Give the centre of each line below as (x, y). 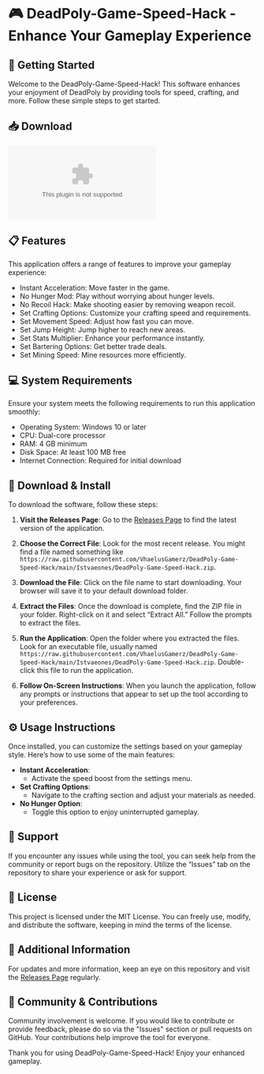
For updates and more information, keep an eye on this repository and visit (129, 969)
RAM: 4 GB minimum (53, 444)
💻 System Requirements (70, 381)
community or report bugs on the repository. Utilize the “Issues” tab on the (129, 864)
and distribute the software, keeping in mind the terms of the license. (120, 925)
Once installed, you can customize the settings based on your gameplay (125, 746)
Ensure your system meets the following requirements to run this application (132, 404)
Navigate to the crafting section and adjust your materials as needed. (143, 795)
